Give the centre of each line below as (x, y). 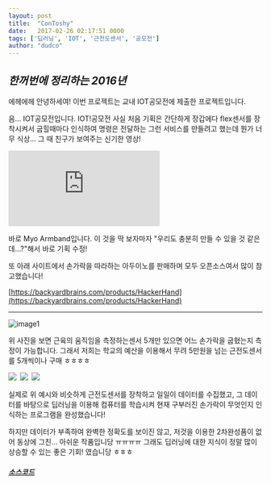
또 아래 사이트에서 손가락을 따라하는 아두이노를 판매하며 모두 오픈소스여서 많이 (131, 265)
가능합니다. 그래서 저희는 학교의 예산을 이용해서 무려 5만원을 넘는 (125, 350)
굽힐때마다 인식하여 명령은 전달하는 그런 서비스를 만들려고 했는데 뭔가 (145, 128)
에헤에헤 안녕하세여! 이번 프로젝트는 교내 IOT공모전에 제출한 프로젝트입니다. (127, 101)
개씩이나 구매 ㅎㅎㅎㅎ (56, 361)
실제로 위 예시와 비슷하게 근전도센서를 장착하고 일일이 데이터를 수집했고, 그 (126, 394)
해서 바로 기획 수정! (57, 248)
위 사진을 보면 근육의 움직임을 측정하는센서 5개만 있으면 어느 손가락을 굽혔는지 (131, 340)
